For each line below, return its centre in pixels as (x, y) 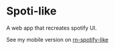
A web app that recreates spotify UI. (52, 28)
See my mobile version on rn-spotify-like (57, 39)
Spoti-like (31, 11)
